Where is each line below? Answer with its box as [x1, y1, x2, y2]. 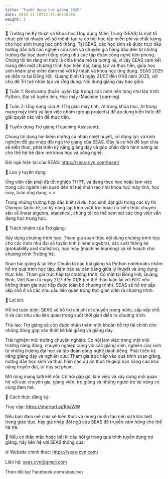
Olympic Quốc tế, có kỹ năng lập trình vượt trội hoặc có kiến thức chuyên [5, 205, 156, 211]
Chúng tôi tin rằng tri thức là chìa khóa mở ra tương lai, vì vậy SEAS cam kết [5, 57, 161, 63]
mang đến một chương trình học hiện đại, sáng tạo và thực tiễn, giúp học [5, 62, 155, 68]
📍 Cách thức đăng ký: [5, 394, 50, 400]
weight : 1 [5, 17, 26, 22]
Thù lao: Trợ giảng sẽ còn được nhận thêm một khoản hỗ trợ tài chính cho [5, 322, 157, 328]
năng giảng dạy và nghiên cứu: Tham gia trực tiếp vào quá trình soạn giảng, [5, 353, 162, 359]
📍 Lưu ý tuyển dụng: [5, 169, 47, 175]
